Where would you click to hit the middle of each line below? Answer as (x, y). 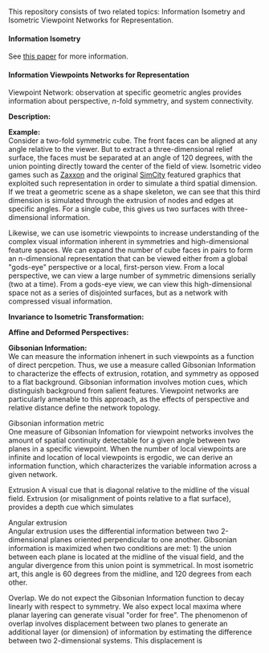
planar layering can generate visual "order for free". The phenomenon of (128, 615)
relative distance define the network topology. (84, 408)
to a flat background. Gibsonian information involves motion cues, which (128, 382)
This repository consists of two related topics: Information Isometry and (127, 12)
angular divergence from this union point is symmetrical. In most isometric (131, 565)
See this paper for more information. (68, 56)
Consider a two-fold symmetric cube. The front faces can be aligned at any (133, 141)
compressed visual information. (61, 301)
